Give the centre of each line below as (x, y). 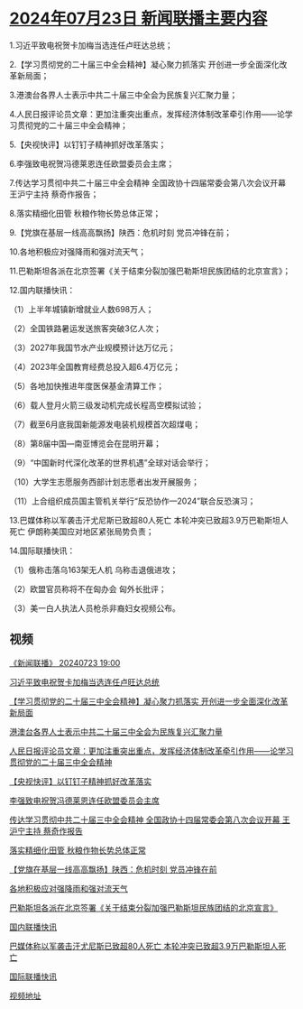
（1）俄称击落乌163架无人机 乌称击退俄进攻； (94, 569)
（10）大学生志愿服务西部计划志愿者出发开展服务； (105, 481)
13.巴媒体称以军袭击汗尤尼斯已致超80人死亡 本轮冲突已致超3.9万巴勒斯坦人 (149, 520)
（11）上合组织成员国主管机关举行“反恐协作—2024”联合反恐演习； (133, 501)
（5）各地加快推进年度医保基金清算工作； (87, 385)
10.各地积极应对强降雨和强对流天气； (78, 251)
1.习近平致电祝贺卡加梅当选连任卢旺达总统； (91, 45)
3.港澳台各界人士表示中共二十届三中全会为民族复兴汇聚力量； (124, 95)
